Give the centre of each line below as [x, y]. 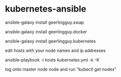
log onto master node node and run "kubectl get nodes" [61, 69]
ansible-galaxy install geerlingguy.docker [46, 31]
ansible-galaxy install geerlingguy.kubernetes [50, 41]
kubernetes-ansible [46, 9]
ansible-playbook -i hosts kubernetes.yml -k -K [52, 60]
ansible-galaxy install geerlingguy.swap [45, 22]
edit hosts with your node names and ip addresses [55, 50]
